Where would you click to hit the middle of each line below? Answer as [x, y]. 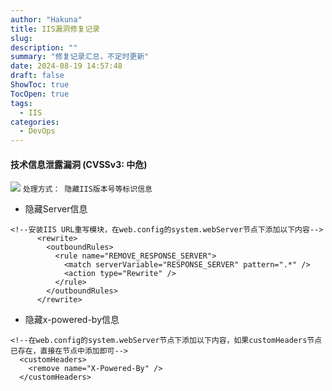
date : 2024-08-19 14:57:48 [66, 66]
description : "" [44, 47]
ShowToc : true [40, 85]
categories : [35, 122]
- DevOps [37, 131]
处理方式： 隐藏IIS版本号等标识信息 [87, 189]
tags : [21, 103]
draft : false [37, 76]
